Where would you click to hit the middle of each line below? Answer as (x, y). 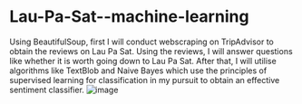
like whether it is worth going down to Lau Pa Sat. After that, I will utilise (143, 61)
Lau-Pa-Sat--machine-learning (129, 17)
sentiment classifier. (47, 90)
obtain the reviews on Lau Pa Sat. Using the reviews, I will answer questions (151, 51)
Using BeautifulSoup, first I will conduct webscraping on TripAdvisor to (142, 42)
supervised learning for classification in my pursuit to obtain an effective (145, 80)
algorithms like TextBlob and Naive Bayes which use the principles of (138, 71)
